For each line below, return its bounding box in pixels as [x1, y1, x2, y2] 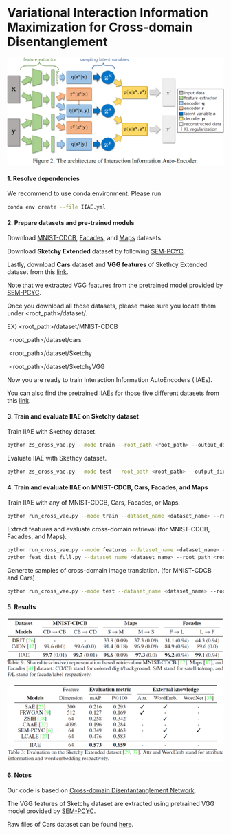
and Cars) [7, 573, 36, 582]
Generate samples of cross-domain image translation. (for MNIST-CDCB [7, 567, 212, 575]
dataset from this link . [7, 268, 69, 276]
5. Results [7, 602, 36, 611]
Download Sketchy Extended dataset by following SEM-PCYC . [7, 247, 186, 255]
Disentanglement [7, 34, 108, 50]
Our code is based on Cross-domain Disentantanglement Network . [7, 786, 197, 794]
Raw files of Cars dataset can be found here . [7, 821, 134, 829]
